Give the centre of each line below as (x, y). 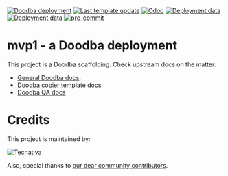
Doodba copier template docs (59, 85)
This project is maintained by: (49, 139)
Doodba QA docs (41, 92)
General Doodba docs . (49, 77)
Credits (28, 120)
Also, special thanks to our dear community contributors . (88, 165)
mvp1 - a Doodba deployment (92, 46)
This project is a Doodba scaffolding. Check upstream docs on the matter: (112, 64)
